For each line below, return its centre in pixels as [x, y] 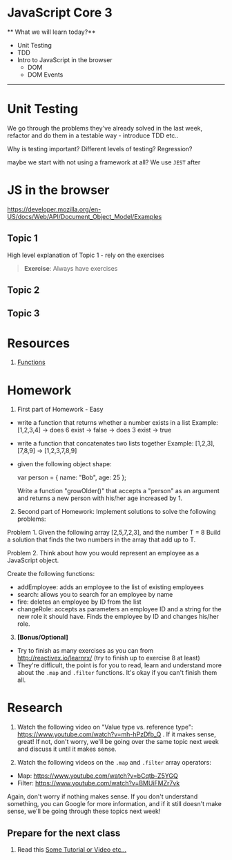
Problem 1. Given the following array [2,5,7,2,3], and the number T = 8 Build [114, 533]
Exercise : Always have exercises [71, 268]
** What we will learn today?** [51, 32]
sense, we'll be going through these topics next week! [84, 811]
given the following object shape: [64, 464]
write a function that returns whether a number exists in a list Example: [118, 423]
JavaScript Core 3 [60, 13]
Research [35, 708]
